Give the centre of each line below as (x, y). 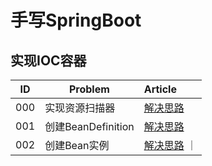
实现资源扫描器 (80, 108)
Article (160, 89)
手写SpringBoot (76, 20)
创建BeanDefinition (89, 126)
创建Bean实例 (77, 145)
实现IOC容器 (48, 60)
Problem (89, 89)
